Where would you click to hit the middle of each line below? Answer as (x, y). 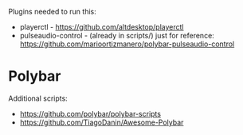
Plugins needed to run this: (53, 12)
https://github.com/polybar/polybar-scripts (90, 113)
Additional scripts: (38, 98)
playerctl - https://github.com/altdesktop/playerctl (102, 27)
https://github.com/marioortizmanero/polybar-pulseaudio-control (127, 44)
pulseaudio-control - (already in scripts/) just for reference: (117, 36)
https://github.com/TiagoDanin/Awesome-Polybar (102, 122)
